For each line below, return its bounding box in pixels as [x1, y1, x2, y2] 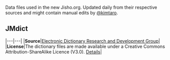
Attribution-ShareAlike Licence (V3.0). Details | [5, 48, 102, 55]
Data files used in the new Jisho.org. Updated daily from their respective [5, 5, 157, 10]
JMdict [5, 24, 28, 33]
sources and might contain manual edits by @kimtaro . [5, 10, 118, 16]
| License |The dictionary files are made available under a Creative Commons [5, 43, 165, 49]
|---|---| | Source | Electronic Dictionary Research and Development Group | [5, 38, 160, 44]
